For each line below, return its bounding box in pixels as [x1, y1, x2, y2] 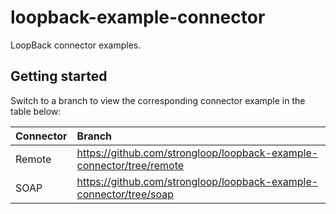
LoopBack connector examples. [10, 39, 142, 51]
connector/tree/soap [76, 187, 174, 201]
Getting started [10, 68, 108, 85]
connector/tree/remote [76, 158, 185, 172]
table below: [10, 105, 62, 117]
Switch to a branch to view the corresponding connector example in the [10, 94, 306, 106]
